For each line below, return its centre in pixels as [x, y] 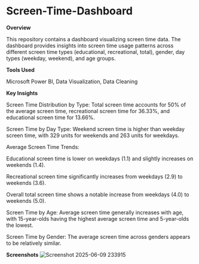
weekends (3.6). [26, 183]
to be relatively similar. [34, 243]
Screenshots [22, 254]
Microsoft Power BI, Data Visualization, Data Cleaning [72, 81]
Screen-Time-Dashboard [70, 11]
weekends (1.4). [26, 165]
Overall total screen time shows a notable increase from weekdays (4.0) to [98, 194]
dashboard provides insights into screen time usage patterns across [90, 45]
